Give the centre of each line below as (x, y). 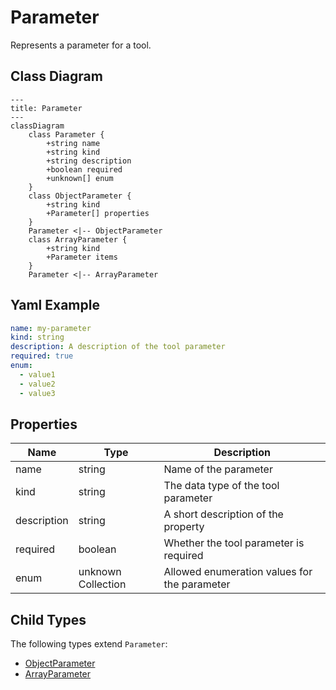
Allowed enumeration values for (238, 572)
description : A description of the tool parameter (118, 347)
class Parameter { (66, 134)
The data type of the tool (221, 486)
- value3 (37, 393)
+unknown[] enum (80, 178)
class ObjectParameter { (80, 196)
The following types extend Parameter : (89, 644)
